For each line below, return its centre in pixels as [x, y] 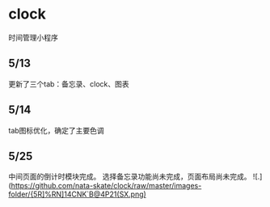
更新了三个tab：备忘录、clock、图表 [69, 84]
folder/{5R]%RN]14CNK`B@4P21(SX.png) [78, 194]
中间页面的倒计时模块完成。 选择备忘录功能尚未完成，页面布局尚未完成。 [130, 177]
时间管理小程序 [33, 37]
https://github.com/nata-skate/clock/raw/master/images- [106, 186]
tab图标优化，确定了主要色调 [57, 130]
